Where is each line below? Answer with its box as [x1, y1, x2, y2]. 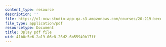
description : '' [5, 12, 39, 17]
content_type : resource [5, 7, 54, 12]
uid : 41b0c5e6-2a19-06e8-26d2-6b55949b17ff [5, 35, 96, 40]
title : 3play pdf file [5, 30, 52, 35]
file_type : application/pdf [5, 21, 63, 26]
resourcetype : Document [5, 25, 54, 30]
